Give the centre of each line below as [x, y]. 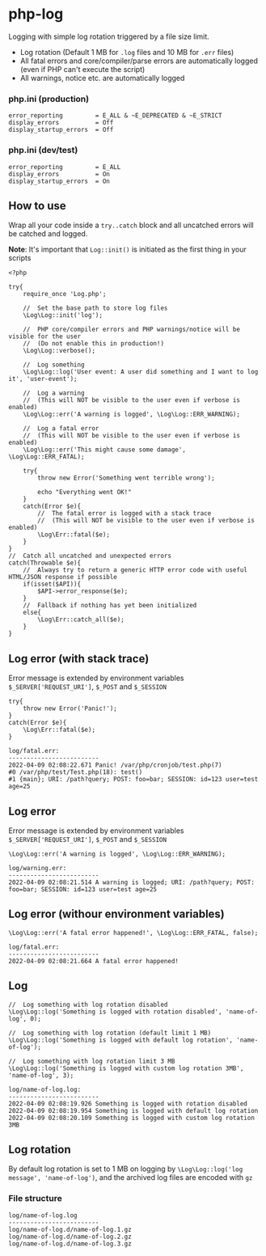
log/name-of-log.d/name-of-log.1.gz [70, 1229]
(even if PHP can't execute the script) [82, 69]
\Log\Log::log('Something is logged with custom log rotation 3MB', [126, 1068]
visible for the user [45, 336]
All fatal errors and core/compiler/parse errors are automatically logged [139, 61]
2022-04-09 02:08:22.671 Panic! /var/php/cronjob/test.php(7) [115, 765]
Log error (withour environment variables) [116, 914]
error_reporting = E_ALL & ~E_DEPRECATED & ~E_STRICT [115, 116]
